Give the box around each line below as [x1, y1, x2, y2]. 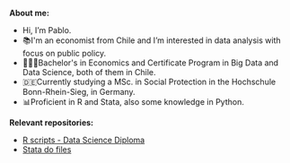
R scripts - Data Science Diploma [22, 134, 145, 145]
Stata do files [22, 144, 72, 155]
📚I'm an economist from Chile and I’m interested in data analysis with [22, 35, 281, 46]
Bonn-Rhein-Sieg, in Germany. [22, 87, 136, 97]
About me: [9, 8, 49, 18]
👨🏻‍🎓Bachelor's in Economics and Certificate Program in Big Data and [22, 57, 279, 68]
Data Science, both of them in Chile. [22, 67, 156, 77]
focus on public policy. [22, 48, 107, 58]
